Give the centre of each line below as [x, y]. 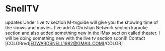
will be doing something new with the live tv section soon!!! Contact [75, 38]
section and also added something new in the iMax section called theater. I [82, 33]
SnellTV [22, 9]
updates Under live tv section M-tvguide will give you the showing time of [82, 22]
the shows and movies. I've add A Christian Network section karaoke [77, 27]
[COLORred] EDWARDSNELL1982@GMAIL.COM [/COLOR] [64, 43]
